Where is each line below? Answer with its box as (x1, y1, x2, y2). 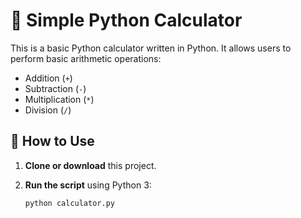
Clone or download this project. (24, 159, 157, 171)
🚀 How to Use (10, 133, 95, 150)
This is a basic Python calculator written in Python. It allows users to (10, 42, 292, 54)
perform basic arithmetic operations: (10, 52, 162, 64)
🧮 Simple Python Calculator (10, 9, 243, 32)
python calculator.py (24, 198, 115, 208)
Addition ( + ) (24, 72, 73, 84)
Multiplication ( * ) (24, 93, 95, 105)
